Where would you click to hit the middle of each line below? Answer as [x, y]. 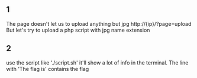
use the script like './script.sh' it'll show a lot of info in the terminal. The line [97, 62]
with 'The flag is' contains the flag [48, 69]
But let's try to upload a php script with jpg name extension [78, 30]
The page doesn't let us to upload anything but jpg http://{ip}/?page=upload [99, 23]
